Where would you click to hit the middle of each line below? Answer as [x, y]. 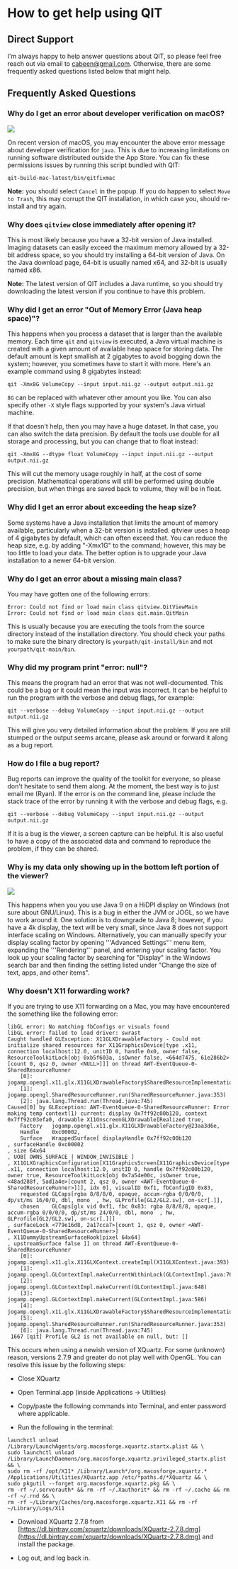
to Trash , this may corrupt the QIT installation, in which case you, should [114, 198]
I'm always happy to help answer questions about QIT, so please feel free [114, 56]
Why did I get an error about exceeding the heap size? [102, 507]
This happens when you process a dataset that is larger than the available [115, 334]
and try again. [46, 206]
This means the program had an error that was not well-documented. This [115, 683]
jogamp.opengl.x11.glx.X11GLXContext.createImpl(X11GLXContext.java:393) [119, 1262]
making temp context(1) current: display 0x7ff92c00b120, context [107, 1114]
